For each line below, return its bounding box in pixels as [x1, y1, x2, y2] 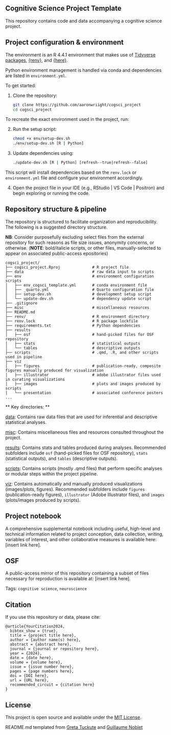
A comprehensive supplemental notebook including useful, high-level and [5, 525, 161, 532]
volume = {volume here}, [10, 660, 63, 665]
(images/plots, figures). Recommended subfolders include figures [5, 486, 145, 492]
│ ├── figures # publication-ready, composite [5, 363, 161, 369]
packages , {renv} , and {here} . [5, 57, 68, 63]
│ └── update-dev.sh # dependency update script [5, 296, 152, 301]
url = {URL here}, [10, 678, 50, 683]
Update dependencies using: [12, 150, 74, 156]
